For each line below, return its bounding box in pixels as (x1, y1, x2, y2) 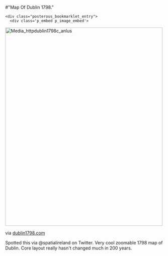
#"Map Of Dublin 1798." (5, 5, 54, 10)
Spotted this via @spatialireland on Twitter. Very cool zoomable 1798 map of (5, 240, 163, 245)
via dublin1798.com (5, 230, 45, 236)
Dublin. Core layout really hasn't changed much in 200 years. (5, 245, 132, 251)
